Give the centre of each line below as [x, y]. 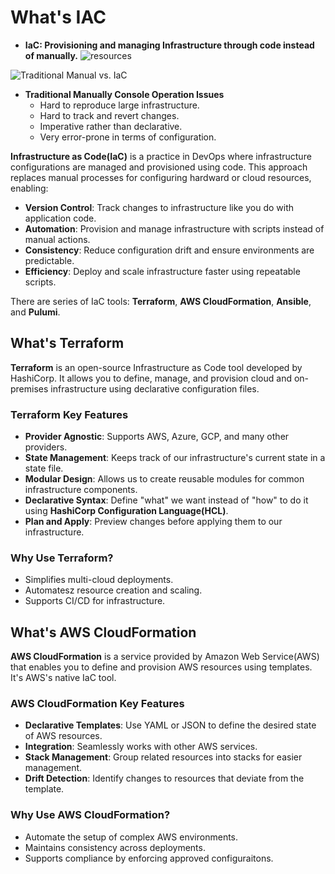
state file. [44, 468]
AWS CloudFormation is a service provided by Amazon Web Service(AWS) [165, 657]
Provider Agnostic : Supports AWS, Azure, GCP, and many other [157, 437]
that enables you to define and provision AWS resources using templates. [161, 667]
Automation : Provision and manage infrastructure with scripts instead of [174, 228]
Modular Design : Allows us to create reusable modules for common [164, 479]
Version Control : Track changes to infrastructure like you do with [159, 207]
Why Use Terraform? [62, 558]
